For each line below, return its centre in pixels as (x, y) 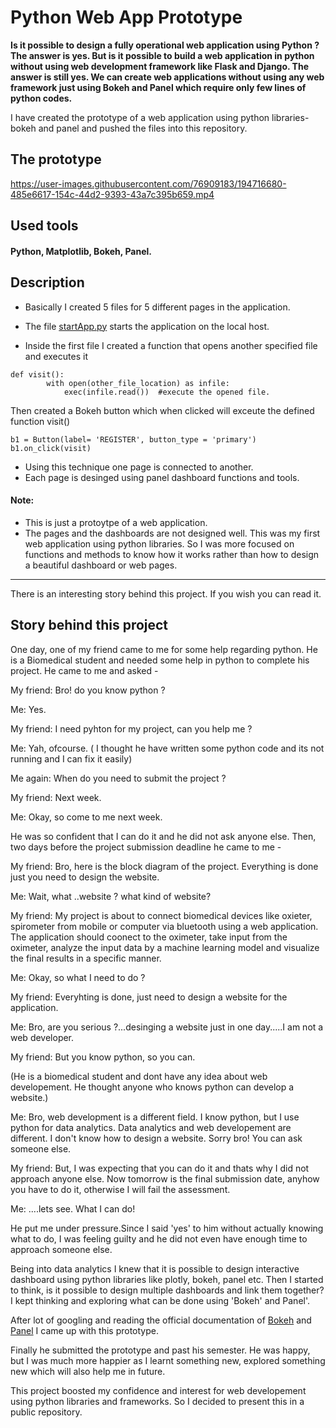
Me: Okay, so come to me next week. (86, 817)
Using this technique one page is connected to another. (139, 467)
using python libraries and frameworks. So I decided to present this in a (157, 1401)
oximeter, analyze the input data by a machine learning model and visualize (165, 947)
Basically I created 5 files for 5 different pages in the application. (157, 307)
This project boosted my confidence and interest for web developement (158, 1390)
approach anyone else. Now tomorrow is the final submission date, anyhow (165, 1178)
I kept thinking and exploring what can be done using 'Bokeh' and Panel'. (160, 1300)
